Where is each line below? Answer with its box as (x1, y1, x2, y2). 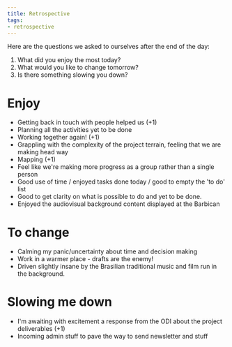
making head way (17, 148, 68, 156)
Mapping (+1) (17, 155, 56, 164)
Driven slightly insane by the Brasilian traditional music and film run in (17, 263, 217, 271)
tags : (7, 17, 23, 24)
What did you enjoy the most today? (17, 56, 121, 64)
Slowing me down (7, 294, 113, 310)
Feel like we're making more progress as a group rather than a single (17, 163, 215, 171)
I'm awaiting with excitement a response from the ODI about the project (17, 317, 223, 325)
